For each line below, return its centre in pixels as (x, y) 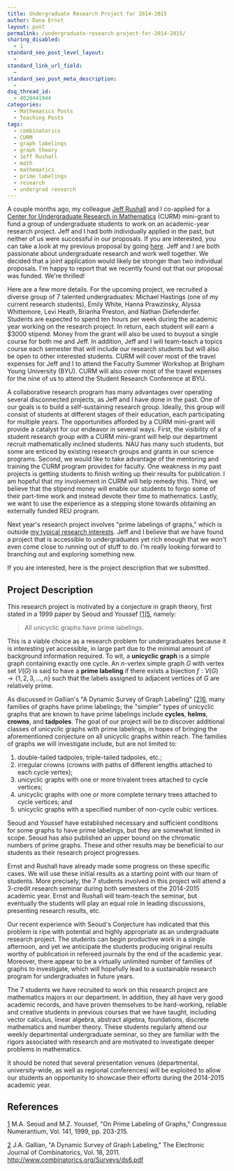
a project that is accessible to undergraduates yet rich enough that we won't (117, 540)
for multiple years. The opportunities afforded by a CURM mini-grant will (111, 422)
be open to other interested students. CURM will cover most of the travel (112, 357)
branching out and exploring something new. (72, 554)
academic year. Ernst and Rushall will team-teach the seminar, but (102, 896)
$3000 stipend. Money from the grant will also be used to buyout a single (113, 334)
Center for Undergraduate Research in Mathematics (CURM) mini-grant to (114, 217)
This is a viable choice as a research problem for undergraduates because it (117, 641)
